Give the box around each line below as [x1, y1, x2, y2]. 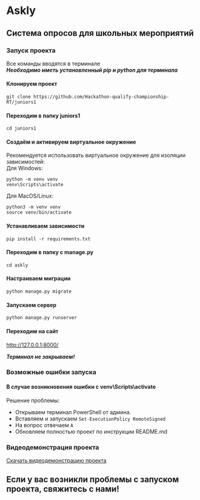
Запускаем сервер [6, 301, 56, 308]
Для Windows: [6, 165, 44, 172]
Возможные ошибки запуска [6, 368, 97, 377]
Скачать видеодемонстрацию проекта [6, 457, 107, 464]
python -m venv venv [6, 176, 59, 182]
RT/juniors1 [6, 99, 36, 105]
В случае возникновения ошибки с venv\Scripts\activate [6, 383, 156, 391]
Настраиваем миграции [6, 275, 71, 282]
